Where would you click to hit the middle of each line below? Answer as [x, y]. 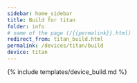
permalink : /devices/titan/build [55, 46]
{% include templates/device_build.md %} [67, 72]
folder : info [26, 26]
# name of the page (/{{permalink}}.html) [69, 33]
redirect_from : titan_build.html [55, 39]
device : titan [28, 53]
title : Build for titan [42, 20]
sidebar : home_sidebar [40, 13]
